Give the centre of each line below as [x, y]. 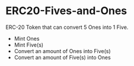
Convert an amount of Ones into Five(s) [62, 51]
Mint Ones [27, 38]
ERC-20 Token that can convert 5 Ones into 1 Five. [67, 27]
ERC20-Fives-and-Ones [66, 11]
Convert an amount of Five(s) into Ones [62, 57]
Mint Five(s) [29, 45]
